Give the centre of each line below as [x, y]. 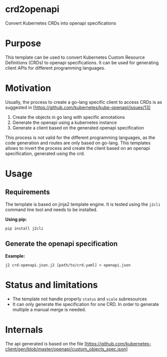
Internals [24, 330]
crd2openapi [32, 9]
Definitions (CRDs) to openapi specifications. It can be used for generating [82, 62]
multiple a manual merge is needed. [49, 309]
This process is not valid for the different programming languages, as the [80, 137]
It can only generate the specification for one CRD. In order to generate [85, 304]
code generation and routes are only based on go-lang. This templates [78, 143]
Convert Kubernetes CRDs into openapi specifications [61, 23]
